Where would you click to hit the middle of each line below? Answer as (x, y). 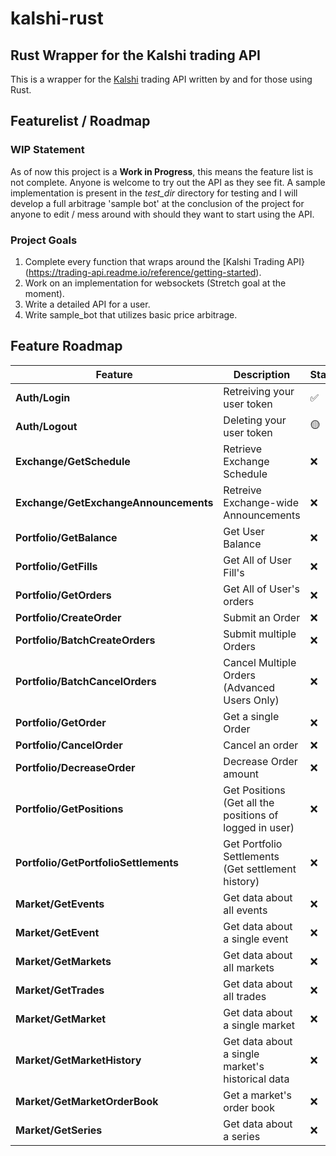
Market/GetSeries (59, 1130)
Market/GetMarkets (63, 961)
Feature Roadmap (66, 346)
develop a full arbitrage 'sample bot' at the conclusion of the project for (157, 203)
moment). (44, 293)
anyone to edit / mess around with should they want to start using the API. (162, 214)
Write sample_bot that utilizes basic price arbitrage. (131, 314)
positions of (251, 815)
